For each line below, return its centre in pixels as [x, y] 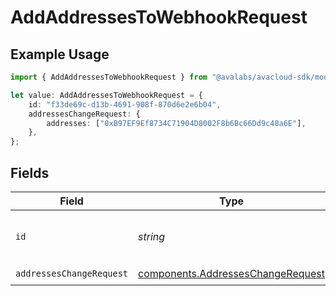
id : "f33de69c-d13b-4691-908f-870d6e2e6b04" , [125, 104]
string [152, 236]
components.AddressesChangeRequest [232, 274]
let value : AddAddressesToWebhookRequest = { [106, 95]
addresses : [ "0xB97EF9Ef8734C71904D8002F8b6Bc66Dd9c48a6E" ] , [176, 123]
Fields [30, 172]
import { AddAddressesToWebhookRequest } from [109, 77]
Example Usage [60, 54]
